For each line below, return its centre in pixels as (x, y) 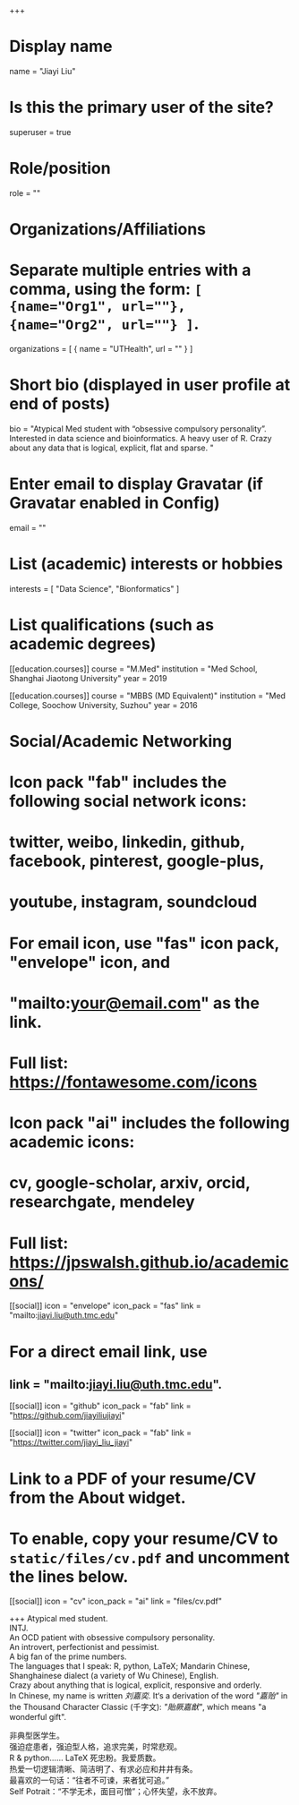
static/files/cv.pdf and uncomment (149, 1557)
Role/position (60, 169)
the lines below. (69, 1576)
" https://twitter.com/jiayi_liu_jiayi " (71, 1442)
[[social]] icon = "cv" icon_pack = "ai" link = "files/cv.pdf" (115, 1601)
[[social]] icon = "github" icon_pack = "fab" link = (100, 1406)
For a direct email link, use (108, 1352)
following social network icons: (128, 801)
